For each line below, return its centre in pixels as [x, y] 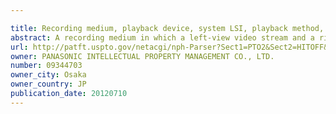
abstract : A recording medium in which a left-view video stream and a [162, 37]
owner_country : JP [48, 84]
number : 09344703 [46, 66]
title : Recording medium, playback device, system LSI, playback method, [167, 28]
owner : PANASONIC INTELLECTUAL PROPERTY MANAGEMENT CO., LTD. [142, 56]
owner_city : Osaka [48, 75]
